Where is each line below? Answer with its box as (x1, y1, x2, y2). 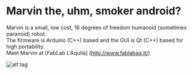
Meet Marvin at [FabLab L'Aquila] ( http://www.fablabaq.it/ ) (6, 49, 150, 56)
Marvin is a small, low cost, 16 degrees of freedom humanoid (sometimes (6, 24, 187, 31)
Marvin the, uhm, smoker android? (6, 4, 182, 18)
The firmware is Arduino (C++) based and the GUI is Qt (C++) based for (6, 36, 184, 44)
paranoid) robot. (6, 30, 47, 37)
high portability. (6, 43, 45, 50)
